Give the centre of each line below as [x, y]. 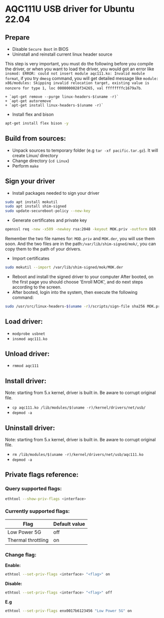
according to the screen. [37, 287]
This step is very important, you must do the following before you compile [79, 64]
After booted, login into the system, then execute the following [75, 292]
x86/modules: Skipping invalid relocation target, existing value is [77, 83]
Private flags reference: [42, 475]
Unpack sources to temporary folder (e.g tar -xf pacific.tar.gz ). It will [85, 150]
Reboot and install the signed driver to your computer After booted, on [83, 276]
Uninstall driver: [30, 428]
